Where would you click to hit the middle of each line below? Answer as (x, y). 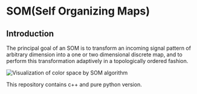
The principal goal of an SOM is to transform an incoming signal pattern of (99, 48)
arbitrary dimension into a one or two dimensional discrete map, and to (94, 55)
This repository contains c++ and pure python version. (74, 84)
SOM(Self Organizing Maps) (78, 11)
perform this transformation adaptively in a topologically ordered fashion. (97, 61)
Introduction (30, 34)
